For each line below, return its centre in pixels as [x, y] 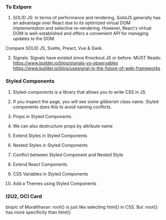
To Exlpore [19, 7]
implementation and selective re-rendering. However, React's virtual [82, 28]
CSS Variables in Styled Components [50, 174]
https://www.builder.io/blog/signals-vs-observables [65, 63]
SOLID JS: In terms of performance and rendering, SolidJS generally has [87, 18]
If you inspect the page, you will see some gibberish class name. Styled [86, 101]
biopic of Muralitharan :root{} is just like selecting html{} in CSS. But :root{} [82, 207]
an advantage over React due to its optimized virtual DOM [71, 23]
